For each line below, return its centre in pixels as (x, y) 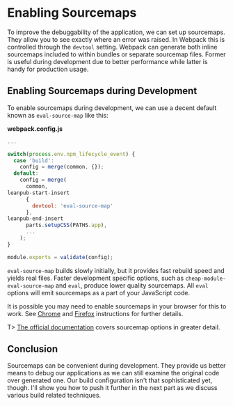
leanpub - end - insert (35, 219)
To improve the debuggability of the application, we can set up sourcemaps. (116, 32)
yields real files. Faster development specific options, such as (96, 278)
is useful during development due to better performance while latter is (107, 61)
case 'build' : (34, 161)
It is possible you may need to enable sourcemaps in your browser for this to (117, 306)
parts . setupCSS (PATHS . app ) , (66, 225)
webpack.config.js (35, 128)
